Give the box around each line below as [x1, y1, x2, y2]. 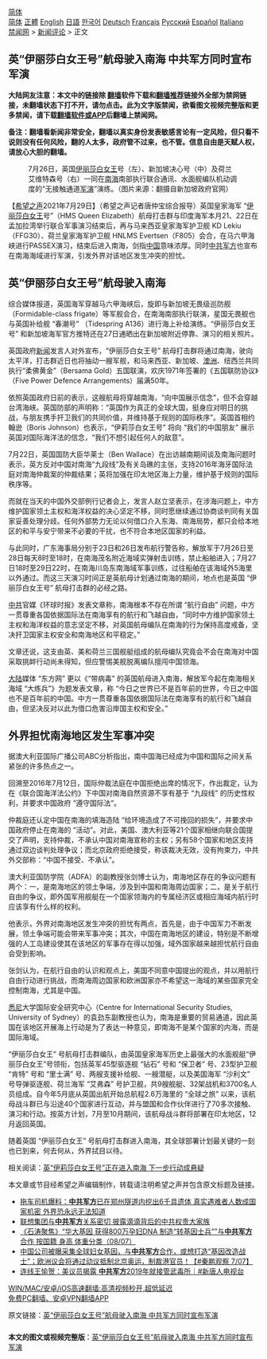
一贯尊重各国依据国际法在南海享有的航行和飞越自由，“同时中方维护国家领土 [8, 610, 256, 619]
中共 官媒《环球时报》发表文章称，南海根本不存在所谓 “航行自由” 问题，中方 [8, 599, 256, 609]
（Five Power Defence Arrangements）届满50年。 [8, 375, 173, 385]
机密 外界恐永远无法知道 [26, 1207, 106, 1216]
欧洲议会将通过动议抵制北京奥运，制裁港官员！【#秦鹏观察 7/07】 [37, 1257, 253, 1267]
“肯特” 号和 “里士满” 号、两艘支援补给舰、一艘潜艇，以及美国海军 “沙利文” [8, 1070, 250, 1079]
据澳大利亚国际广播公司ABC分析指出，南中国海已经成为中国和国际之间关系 [8, 752, 253, 761]
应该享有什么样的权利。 [8, 902, 85, 912]
